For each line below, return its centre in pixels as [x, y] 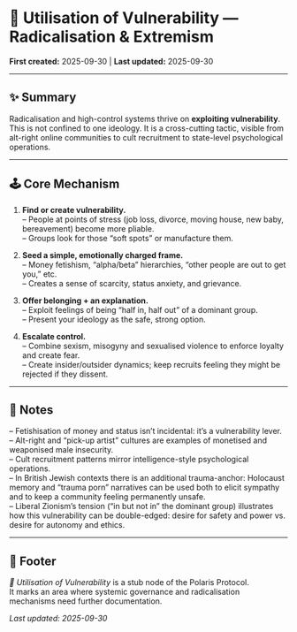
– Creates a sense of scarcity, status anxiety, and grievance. [132, 283]
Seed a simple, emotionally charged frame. [103, 255]
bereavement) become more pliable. [88, 228]
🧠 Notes [31, 410]
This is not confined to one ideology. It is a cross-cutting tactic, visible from [147, 128]
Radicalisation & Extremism [112, 37]
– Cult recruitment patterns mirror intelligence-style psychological [129, 460]
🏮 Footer [33, 561]
